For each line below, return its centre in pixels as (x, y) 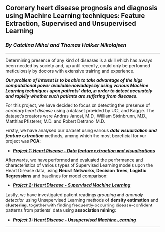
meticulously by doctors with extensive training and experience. (70, 71)
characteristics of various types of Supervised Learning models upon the (79, 165)
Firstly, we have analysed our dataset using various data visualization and (81, 130)
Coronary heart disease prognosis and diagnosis (82, 8)
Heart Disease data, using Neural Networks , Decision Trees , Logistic (76, 170)
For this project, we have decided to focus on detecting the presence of (78, 105)
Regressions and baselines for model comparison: (57, 176)
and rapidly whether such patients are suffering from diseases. (72, 96)
